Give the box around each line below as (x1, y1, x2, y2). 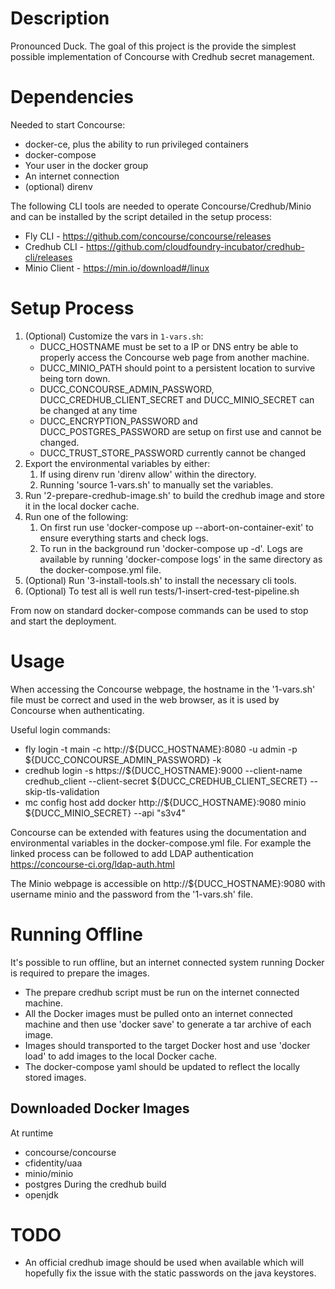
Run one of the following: (24, 510, 129, 522)
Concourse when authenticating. (10, 704, 145, 716)
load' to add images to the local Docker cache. (24, 1050, 218, 1062)
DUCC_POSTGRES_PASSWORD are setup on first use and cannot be (39, 425, 322, 437)
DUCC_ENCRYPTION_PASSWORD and (39, 415, 198, 427)
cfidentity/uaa (24, 1157, 83, 1169)
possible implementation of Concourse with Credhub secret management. (10, 50, 315, 62)
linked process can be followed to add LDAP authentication (10, 847, 254, 859)
